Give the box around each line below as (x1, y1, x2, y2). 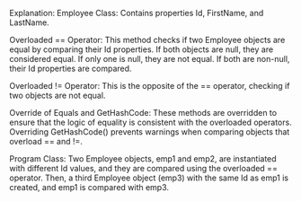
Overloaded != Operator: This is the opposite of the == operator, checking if (9, 81, 290, 91)
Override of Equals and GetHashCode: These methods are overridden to (9, 108, 277, 118)
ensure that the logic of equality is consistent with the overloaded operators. (9, 117, 292, 127)
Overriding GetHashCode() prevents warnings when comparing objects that (9, 127, 290, 137)
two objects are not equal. (9, 90, 106, 100)
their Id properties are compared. (9, 63, 132, 74)
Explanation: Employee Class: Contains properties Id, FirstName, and (9, 8, 264, 18)
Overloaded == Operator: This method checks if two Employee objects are (9, 35, 286, 45)
